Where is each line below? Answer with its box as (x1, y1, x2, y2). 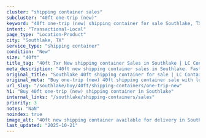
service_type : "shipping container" (6, 43, 100, 49)
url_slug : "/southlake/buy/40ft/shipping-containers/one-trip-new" (6, 83, 183, 89)
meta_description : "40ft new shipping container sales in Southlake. (6, 65, 188, 72)
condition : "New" (6, 49, 51, 55)
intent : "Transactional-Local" (6, 26, 86, 32)
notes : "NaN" (6, 105, 40, 112)
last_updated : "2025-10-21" (6, 123, 78, 129)
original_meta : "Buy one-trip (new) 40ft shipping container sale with (6, 77, 193, 83)
